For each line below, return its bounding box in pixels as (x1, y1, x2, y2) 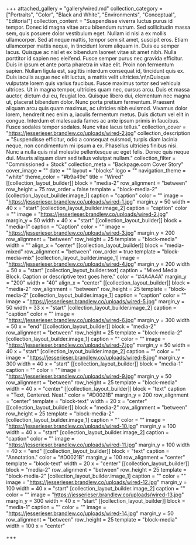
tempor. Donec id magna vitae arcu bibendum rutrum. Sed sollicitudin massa (6, 23, 191, 31)
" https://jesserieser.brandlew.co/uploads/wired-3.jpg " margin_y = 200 (6, 229, 176, 236)
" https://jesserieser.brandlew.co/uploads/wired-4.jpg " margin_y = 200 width (6, 260, 190, 268)
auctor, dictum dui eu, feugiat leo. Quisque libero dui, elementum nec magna (6, 92, 190, 99)
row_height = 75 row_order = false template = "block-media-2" (6, 186, 158, 192)
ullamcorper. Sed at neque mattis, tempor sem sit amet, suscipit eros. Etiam (6, 36, 188, 43)
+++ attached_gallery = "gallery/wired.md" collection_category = (6, 5, 163, 12)
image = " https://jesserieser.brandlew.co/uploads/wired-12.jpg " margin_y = (6, 479, 187, 486)
